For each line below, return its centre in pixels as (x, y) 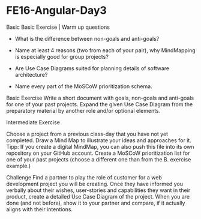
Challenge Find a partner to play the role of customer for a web (84, 177)
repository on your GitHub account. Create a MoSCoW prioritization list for (98, 153)
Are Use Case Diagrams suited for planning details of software (92, 68)
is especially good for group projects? (62, 56)
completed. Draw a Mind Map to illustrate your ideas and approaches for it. (99, 140)
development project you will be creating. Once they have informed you (95, 184)
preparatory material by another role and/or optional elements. (83, 110)
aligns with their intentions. (40, 209)
